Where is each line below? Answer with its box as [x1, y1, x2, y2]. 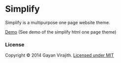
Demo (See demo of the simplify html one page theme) [5, 29, 117, 35]
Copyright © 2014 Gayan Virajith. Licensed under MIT [5, 52, 114, 58]
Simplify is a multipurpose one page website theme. [5, 20, 111, 25]
